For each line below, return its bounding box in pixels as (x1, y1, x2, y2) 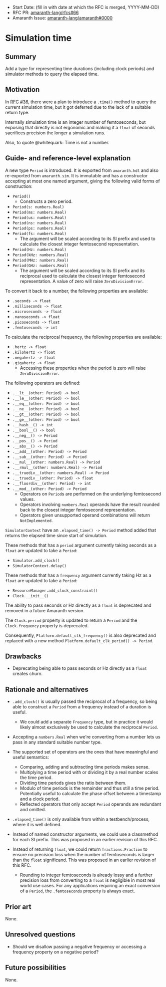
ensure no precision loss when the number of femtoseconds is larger (12, 852, 155, 858)
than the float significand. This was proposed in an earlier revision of (12, 857, 156, 863)
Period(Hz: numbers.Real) (12, 247, 66, 252)
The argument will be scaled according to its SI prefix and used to (19, 235, 156, 241)
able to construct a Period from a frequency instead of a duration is (12, 704, 151, 710)
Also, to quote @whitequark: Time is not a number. (5, 139, 109, 145)
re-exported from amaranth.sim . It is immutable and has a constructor (5, 172, 148, 178)
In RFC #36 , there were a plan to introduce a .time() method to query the (5, 99, 156, 105)
